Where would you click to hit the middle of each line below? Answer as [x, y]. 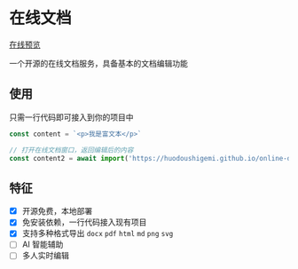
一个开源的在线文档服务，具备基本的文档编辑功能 [98, 63]
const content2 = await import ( [69, 158]
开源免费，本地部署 [57, 211]
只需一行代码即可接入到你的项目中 [71, 117]
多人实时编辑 [45, 256]
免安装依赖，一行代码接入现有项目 [84, 222]
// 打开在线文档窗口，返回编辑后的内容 [71, 150]
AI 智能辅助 [43, 244]
